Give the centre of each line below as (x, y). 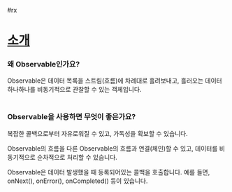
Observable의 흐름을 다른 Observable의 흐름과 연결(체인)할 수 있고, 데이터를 (113, 148)
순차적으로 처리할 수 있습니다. (77, 157)
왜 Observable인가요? (44, 64)
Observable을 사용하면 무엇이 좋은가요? (72, 117)
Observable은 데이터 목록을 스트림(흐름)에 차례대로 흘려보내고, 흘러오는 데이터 (115, 81)
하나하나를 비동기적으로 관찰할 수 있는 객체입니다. (74, 90)
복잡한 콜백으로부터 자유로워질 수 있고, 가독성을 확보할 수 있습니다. (98, 133)
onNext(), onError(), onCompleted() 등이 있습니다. (78, 181)
